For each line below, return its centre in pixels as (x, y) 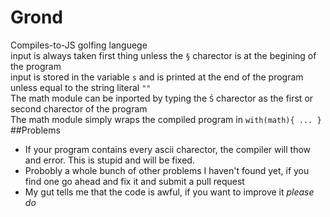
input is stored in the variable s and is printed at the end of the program (157, 77)
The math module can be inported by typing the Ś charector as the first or (162, 98)
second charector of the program (79, 108)
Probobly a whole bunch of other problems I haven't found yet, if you (167, 170)
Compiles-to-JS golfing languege (79, 45)
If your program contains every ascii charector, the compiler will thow (168, 149)
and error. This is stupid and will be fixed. (109, 160)
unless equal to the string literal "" (81, 87)
